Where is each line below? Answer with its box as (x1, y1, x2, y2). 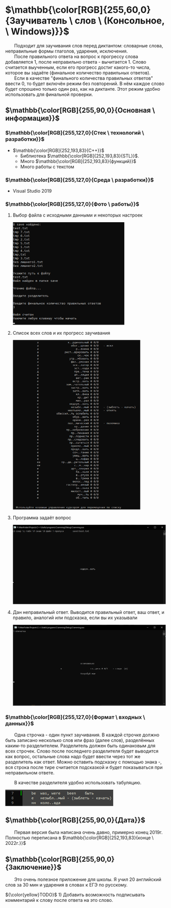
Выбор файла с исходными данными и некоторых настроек (12, 212, 143, 218)
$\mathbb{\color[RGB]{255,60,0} (5, 4, 151, 16)
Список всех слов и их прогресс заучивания (12, 330, 110, 336)
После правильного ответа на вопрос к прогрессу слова (14, 53, 138, 60)
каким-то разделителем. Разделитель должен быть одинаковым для (5, 742, 156, 749)
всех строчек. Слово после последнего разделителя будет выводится (5, 748, 159, 754)
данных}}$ (5, 720, 34, 727)
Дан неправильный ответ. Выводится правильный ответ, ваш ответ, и (12, 609, 164, 615)
